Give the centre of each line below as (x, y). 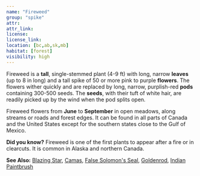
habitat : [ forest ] (29, 51)
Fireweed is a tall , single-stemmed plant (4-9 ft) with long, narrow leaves (97, 74)
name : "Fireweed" (28, 12)
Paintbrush (20, 166)
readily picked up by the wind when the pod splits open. (76, 99)
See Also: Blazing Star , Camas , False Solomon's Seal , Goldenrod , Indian (96, 160)
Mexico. (16, 130)
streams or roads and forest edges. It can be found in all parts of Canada (97, 118)
